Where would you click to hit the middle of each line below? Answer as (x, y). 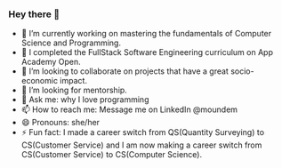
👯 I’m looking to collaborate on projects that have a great (125, 71)
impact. (74, 81)
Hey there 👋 (34, 14)
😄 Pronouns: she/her (60, 123)
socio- (242, 71)
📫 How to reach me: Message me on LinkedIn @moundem (129, 109)
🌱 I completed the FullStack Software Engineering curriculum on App (147, 52)
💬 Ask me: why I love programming (85, 100)
